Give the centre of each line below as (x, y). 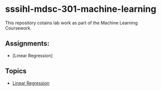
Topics (16, 71)
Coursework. (18, 28)
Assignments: (27, 44)
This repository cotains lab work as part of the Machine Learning (72, 23)
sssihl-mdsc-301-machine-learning (81, 9)
